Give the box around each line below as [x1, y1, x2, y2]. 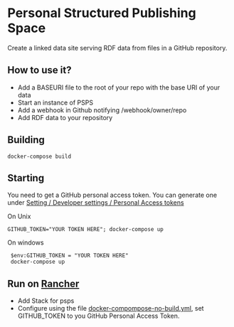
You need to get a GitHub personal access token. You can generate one [7, 191, 218, 200]
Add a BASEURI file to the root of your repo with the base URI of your [17, 83, 220, 92]
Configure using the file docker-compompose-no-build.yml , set [17, 304, 204, 313]
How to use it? [7, 64, 72, 76]
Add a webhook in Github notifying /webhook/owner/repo [17, 105, 187, 114]
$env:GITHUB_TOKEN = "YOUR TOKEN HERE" [10, 252, 129, 259]
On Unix [7, 212, 31, 221]
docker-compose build [7, 153, 72, 160]
